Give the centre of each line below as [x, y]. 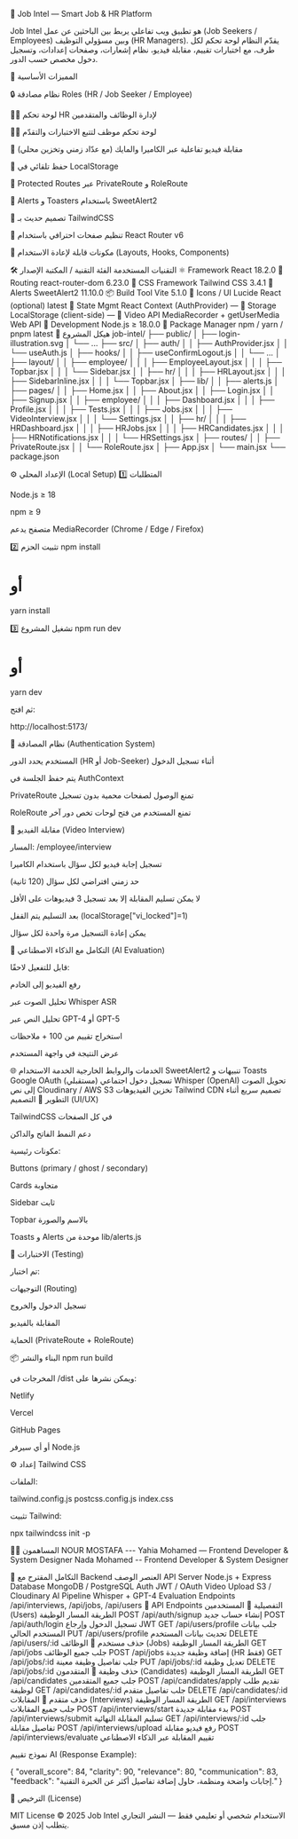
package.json [35, 456]
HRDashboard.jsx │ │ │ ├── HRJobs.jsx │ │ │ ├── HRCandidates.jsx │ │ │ [147, 428]
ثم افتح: [23, 709]
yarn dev [26, 691]
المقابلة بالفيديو [35, 1322]
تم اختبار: [25, 1271]
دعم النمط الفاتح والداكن [51, 1133]
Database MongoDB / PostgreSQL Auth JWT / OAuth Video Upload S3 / [141, 1586]
